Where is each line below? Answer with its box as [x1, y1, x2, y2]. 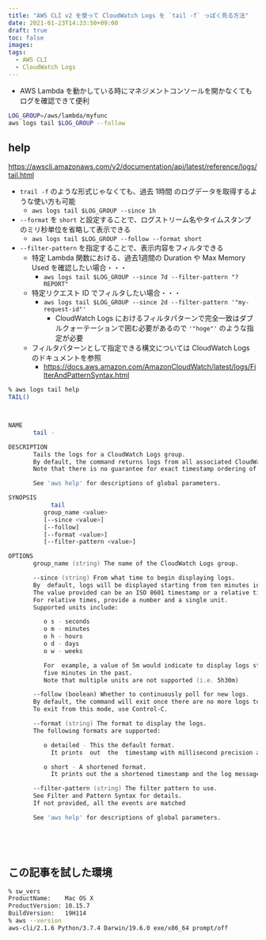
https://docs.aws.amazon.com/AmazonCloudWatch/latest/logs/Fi [43, 362, 256, 372]
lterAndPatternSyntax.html [43, 370, 130, 380]
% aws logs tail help [8, 386, 80, 394]
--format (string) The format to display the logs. [32, 720, 207, 728]
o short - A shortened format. [43, 762, 147, 771]
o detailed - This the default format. [43, 741, 176, 749]
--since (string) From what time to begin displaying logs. [32, 574, 236, 583]
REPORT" [43, 281, 69, 288]
